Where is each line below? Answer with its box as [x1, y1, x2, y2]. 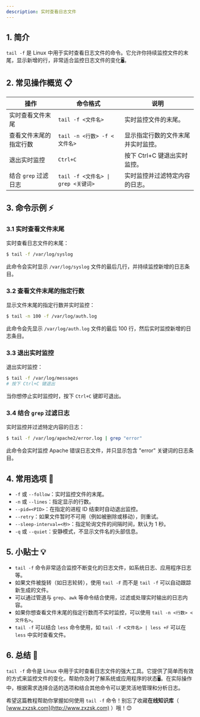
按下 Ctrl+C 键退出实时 [124, 152, 188, 160]
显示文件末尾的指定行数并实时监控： [6, 301, 95, 309]
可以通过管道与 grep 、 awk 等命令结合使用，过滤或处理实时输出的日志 [14, 593, 183, 601]
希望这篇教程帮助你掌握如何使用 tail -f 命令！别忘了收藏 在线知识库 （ [6, 697, 179, 704]
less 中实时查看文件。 [14, 631, 70, 638]
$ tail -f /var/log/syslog [6, 251, 73, 257]
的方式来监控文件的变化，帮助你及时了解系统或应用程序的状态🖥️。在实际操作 [6, 675, 192, 682]
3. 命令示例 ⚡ [6, 202, 54, 213]
